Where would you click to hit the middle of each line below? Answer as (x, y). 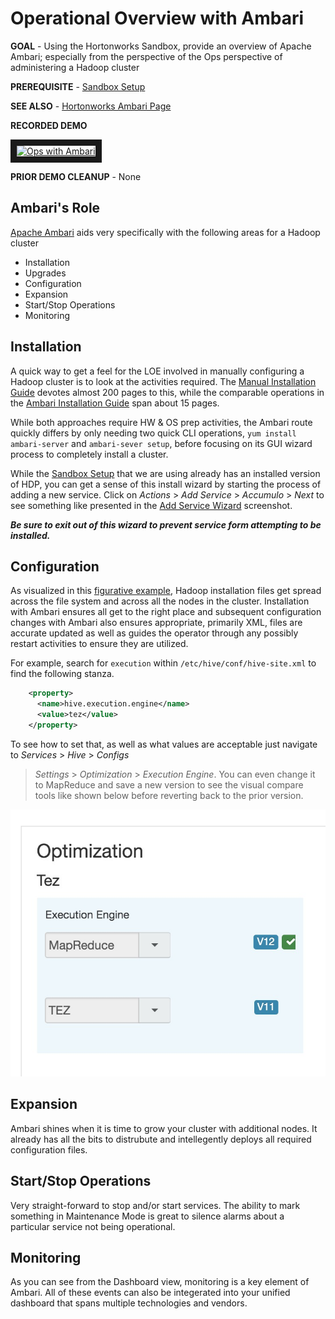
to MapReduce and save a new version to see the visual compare (169, 784)
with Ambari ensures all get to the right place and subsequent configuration (166, 612)
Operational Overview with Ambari (157, 18)
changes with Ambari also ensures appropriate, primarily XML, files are (156, 623)
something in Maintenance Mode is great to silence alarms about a (147, 1216)
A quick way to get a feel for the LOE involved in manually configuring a (157, 371)
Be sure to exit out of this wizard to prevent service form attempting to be (166, 524)
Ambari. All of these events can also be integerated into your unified (150, 1293)
